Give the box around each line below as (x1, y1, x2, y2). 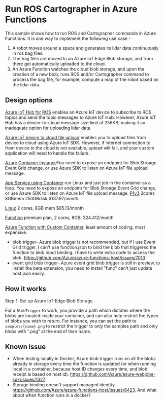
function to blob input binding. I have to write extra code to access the (12, 249, 155, 255)
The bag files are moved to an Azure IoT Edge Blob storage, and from (12, 55, 153, 61)
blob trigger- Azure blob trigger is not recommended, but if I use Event (12, 239, 156, 245)
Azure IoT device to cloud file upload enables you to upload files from (5, 134, 146, 140)
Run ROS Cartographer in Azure (5, 3, 138, 15)
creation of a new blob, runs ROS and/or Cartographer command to (12, 71, 149, 77)
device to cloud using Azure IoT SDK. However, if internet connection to (5, 140, 151, 146)
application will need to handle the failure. (5, 150, 90, 156)
